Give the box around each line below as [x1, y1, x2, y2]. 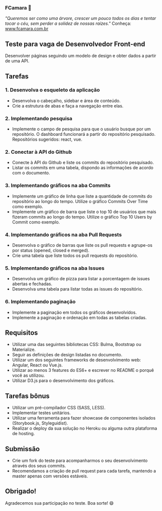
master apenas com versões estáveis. [12, 473, 89, 479]
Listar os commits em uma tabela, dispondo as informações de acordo [12, 165, 154, 171]
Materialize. [12, 347, 36, 352]
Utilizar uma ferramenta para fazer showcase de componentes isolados [12, 415, 156, 421]
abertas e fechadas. [12, 281, 53, 287]
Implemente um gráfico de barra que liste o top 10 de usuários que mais [12, 209, 157, 215]
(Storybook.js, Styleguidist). [12, 420, 68, 426]
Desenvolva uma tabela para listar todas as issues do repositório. [12, 286, 143, 292]
